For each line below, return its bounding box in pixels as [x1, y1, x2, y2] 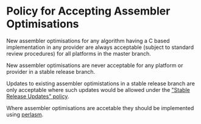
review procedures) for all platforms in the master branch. [6, 50, 151, 57]
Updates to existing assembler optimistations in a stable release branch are [6, 80, 195, 87]
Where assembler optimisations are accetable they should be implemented [6, 104, 194, 111]
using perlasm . [6, 111, 44, 118]
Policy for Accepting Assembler [6, 4, 171, 18]
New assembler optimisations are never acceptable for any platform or [6, 62, 184, 69]
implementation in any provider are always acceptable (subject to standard [6, 44, 194, 51]
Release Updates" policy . [6, 93, 69, 100]
